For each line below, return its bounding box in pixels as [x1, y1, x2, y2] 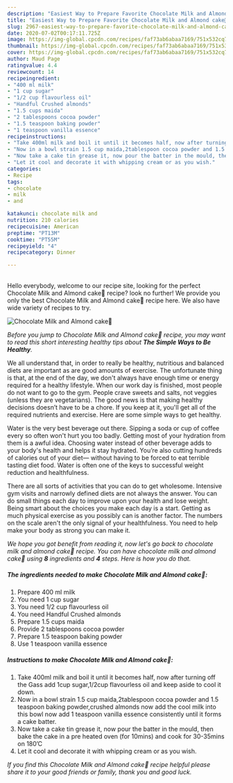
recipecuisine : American [7, 223, 79, 230]
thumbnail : [7, 42, 39, 49]
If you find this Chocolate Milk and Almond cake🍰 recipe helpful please [7, 761, 211, 769]
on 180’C [17, 740, 43, 748]
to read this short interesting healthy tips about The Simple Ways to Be [7, 338, 212, 346]
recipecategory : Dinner [7, 249, 76, 256]
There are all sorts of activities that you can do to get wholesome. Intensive [7, 482, 223, 490]
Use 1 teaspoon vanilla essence [17, 640, 107, 648]
